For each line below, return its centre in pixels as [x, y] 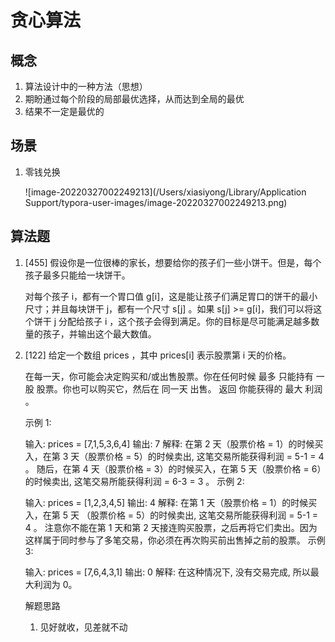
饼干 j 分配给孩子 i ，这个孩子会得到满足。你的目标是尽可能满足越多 [172, 321]
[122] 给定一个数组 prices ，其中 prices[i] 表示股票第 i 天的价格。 [158, 355]
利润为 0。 [55, 584]
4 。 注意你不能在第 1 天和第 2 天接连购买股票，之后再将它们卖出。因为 [171, 527]
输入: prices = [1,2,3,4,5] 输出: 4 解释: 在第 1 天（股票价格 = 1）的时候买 [171, 502]
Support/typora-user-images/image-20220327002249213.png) [156, 202]
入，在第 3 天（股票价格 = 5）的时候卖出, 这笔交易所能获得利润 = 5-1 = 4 [174, 456]
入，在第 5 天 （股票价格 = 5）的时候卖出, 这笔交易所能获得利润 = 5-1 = [171, 515]
